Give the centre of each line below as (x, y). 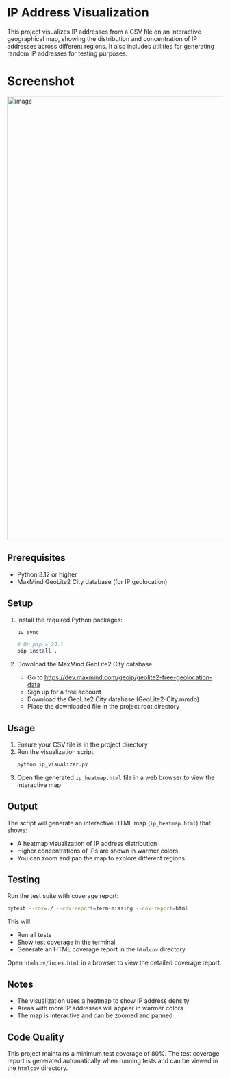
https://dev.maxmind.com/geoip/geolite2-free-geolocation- (128, 677)
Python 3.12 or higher (47, 574)
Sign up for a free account (64, 692)
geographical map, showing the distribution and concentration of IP (102, 38)
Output (22, 807)
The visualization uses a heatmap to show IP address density (103, 1001)
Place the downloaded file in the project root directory (103, 707)
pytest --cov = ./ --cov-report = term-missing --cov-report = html (98, 909)
